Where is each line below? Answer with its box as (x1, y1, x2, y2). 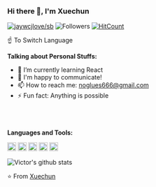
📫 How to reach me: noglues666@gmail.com (17, 81, 149, 89)
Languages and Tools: (7, 128, 73, 137)
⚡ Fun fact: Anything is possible (17, 91, 109, 100)
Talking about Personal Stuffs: (7, 52, 97, 61)
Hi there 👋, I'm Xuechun (7, 6, 90, 16)
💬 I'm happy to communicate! (17, 73, 103, 82)
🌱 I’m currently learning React (17, 66, 104, 74)
